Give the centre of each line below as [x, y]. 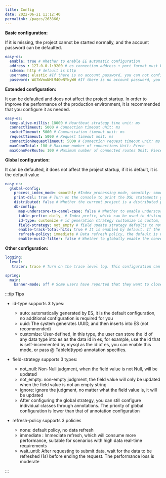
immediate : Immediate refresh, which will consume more [78, 436]
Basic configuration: [26, 33]
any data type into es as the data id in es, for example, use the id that [90, 339]
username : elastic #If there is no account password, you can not [79, 75]
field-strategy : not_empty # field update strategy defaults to [86, 225]
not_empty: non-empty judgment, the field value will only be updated [90, 379]
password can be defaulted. [34, 48]
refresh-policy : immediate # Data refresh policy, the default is [88, 234]
